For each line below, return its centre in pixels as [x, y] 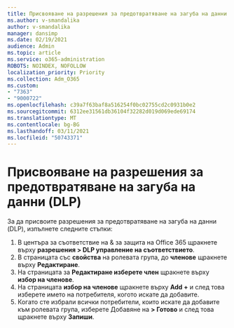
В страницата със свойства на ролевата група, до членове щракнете [122, 257]
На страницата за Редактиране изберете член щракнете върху [113, 272]
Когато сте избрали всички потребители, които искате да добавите [118, 302]
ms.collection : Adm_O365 [43, 79]
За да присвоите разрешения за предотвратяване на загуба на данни [112, 221]
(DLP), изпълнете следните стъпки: [60, 229]
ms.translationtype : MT [42, 118]
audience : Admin [31, 46]
